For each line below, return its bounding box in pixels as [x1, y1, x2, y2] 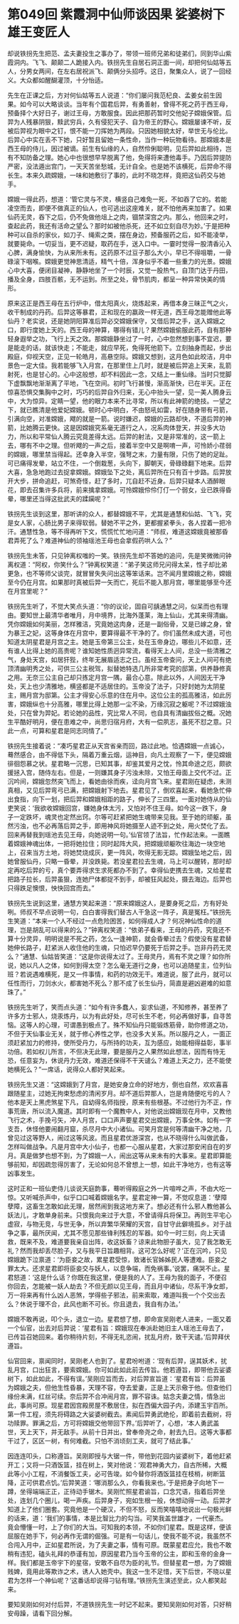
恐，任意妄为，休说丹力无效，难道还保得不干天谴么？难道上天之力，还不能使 [7, 1056, 232, 1064]
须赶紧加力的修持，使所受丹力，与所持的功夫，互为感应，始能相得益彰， [7, 1038, 219, 1047]
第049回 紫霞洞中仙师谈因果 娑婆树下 [7, 6, 225, 23]
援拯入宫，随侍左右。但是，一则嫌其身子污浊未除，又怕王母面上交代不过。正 [7, 768, 232, 776]
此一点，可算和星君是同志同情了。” [7, 726, 107, 734]
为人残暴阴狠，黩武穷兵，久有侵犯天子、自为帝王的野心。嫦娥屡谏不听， [13, 117, 225, 126]
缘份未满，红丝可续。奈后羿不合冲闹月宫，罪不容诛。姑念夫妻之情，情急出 [7, 1391, 225, 1401]
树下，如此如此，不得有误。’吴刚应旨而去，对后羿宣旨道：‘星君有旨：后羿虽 [7, 1374, 226, 1383]
